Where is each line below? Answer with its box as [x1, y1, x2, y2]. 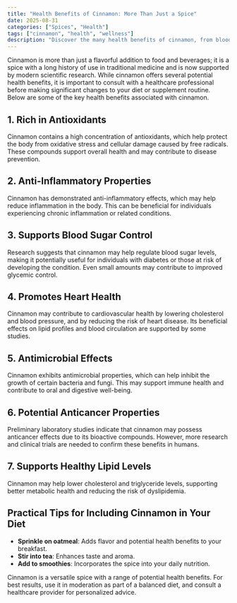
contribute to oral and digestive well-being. [7, 386, 133, 394]
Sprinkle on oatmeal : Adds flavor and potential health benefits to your [17, 537, 222, 545]
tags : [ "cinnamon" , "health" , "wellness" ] [7, 30, 134, 37]
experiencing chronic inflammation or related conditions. [7, 209, 171, 217]
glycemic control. [7, 271, 58, 279]
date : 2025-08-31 [7, 17, 59, 24]
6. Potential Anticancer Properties [7, 406, 160, 418]
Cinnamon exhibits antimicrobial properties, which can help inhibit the [7, 371, 210, 380]
